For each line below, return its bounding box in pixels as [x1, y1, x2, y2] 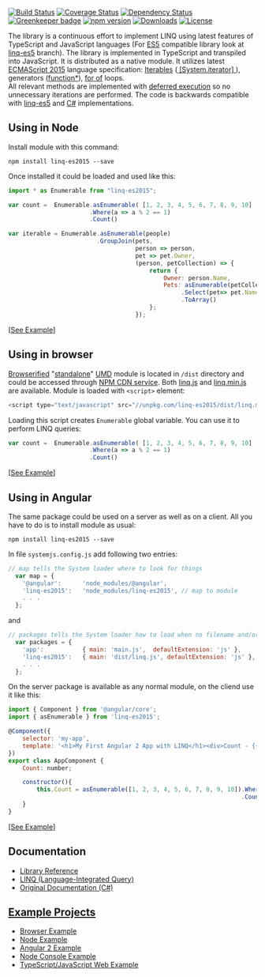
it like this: [8, 690, 41, 700]
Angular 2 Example [19, 943, 81, 952]
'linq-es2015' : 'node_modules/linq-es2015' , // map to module [22, 587, 238, 594]
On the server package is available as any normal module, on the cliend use [8, 682, 255, 692]
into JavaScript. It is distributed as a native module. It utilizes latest [8, 56, 225, 66]
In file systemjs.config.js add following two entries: [8, 549, 178, 559]
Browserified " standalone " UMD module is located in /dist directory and [8, 368, 244, 379]
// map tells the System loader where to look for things [8, 564, 203, 572]
